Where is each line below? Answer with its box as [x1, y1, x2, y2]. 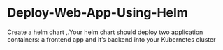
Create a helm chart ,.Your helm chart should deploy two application [7, 28, 203, 36]
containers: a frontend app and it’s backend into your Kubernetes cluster [7, 35, 216, 43]
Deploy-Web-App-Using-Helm [7, 5, 189, 21]
